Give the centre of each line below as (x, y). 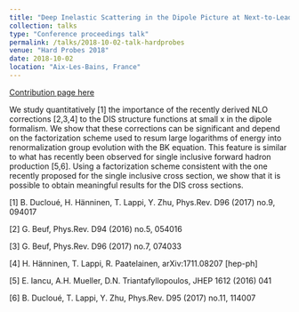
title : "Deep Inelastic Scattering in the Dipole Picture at (125, 17)
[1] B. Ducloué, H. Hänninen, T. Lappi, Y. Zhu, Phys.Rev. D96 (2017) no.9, (142, 202)
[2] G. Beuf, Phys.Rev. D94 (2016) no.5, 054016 (96, 228)
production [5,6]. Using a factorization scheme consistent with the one (139, 166)
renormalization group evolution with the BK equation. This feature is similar (148, 147)
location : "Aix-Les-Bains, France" (75, 68)
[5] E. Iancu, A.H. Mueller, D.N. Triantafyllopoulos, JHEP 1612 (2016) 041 (141, 280)
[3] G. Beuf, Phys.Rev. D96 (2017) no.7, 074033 (96, 246)
